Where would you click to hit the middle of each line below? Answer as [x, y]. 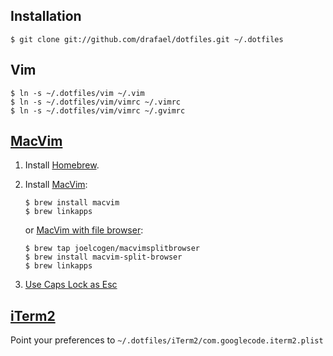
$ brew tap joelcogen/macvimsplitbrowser [112, 249]
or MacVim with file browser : [84, 230]
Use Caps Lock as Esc [71, 285]
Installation [46, 16]
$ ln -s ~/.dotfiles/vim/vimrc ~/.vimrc [96, 102]
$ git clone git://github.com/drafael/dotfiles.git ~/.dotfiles [147, 39]
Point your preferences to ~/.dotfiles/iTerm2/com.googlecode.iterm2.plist [167, 340]
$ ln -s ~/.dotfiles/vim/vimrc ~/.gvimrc [98, 110]
